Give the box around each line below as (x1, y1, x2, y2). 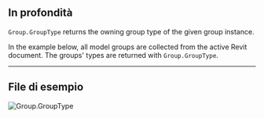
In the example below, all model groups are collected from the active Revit (8, 42, 247, 52)
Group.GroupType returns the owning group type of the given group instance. (8, 27, 255, 36)
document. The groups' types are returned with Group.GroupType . (8, 50, 218, 59)
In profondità (8, 6, 73, 20)
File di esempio (8, 80, 84, 94)
